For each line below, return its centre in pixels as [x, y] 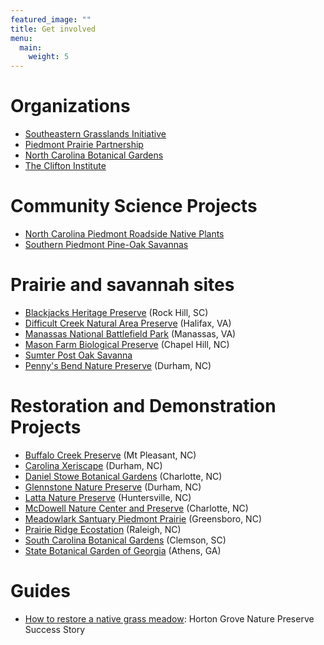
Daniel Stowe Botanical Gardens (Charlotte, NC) [123, 476]
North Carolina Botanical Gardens [94, 155]
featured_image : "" [51, 19]
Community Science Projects [134, 206]
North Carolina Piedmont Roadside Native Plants [124, 234]
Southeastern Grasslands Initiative [95, 134]
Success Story [55, 629]
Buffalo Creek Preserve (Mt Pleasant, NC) [110, 455]
